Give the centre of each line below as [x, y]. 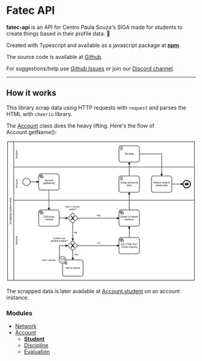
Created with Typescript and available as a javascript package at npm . [93, 45]
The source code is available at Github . [55, 57]
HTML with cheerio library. [39, 114]
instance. [18, 298]
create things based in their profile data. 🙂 [58, 33]
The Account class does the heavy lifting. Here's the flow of [80, 125]
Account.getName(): [32, 132]
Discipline [36, 345]
